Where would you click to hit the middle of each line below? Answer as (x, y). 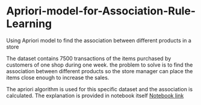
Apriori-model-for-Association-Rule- (101, 11)
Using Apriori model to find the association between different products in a (99, 40)
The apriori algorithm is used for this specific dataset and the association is (100, 89)
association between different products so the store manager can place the (100, 71)
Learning (29, 24)
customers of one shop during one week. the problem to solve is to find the (100, 65)
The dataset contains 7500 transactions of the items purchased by (89, 58)
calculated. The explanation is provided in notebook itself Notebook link (95, 95)
